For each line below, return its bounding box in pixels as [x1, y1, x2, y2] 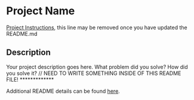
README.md [6, 30, 38, 37]
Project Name [6, 4, 75, 18]
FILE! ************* [6, 76, 54, 83]
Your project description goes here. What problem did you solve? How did [6, 63, 188, 70]
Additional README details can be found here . [6, 87, 121, 95]
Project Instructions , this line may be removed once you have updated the [6, 24, 187, 31]
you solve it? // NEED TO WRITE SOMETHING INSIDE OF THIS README [6, 70, 181, 77]
